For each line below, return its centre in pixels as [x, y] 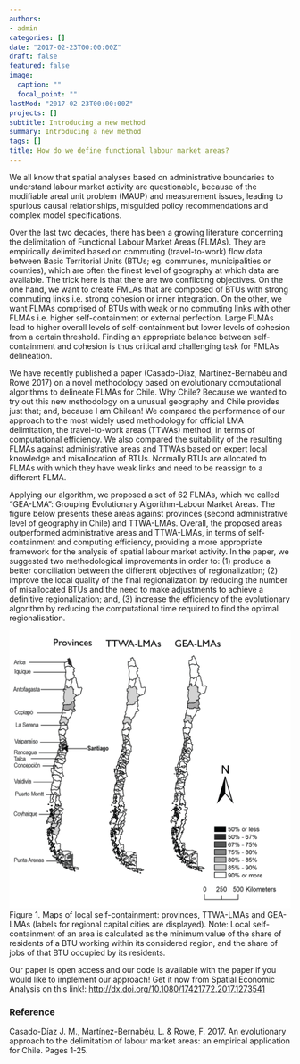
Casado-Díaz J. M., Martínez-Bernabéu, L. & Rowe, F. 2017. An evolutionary [148, 1032]
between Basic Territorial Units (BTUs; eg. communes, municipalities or [140, 261]
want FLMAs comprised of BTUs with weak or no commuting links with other [150, 308]
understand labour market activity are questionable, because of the [133, 187]
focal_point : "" [47, 94]
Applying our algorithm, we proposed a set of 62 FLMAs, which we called [144, 495]
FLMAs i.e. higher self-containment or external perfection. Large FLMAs [142, 318]
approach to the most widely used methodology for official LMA [126, 420]
